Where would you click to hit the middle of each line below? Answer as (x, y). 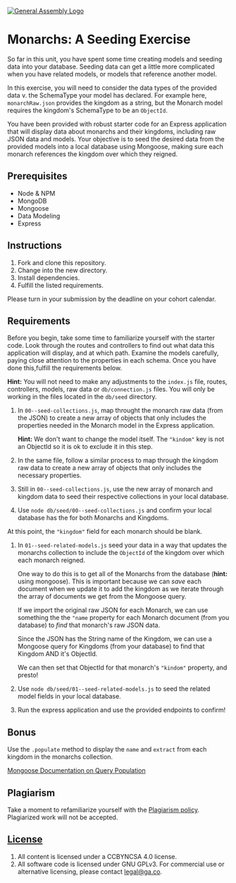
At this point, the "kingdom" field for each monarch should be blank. (105, 532)
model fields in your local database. (69, 696)
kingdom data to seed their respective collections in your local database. (123, 497)
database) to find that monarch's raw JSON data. (89, 625)
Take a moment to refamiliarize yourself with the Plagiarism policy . (103, 810)
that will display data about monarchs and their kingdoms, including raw (112, 131)
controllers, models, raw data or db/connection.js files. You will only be (111, 390)
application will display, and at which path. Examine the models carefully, (113, 353)
